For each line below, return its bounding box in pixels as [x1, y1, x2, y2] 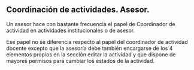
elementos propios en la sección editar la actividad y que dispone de [6, 50, 176, 58]
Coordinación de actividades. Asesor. [6, 5, 150, 15]
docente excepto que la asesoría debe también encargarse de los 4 [6, 44, 173, 52]
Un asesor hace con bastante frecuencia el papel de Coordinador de [6, 20, 175, 27]
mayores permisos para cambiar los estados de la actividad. [6, 57, 154, 64]
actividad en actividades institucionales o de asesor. [6, 27, 135, 34]
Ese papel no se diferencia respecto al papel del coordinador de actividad [6, 38, 189, 45]
